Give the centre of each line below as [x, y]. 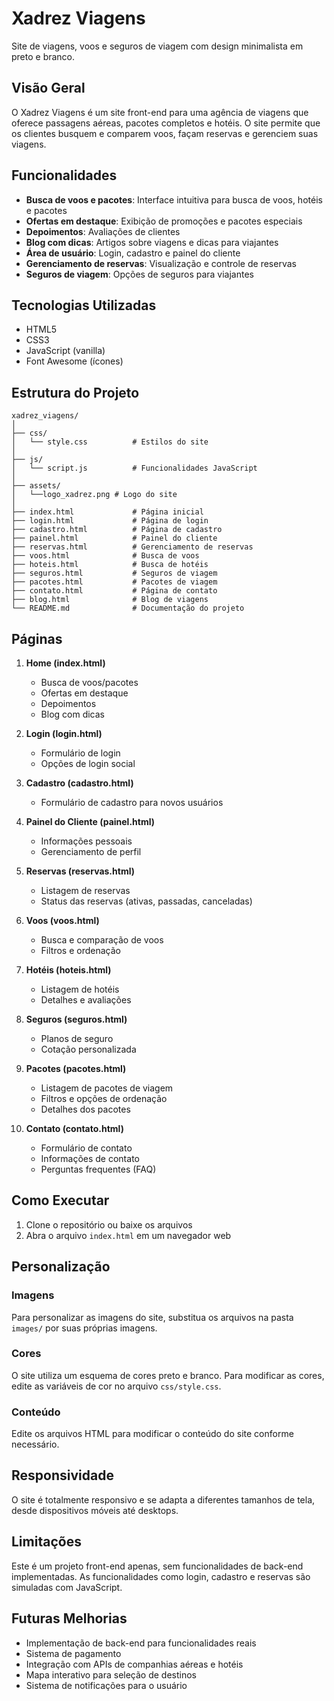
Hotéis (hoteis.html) [68, 970]
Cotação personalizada [88, 1049]
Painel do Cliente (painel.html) [90, 821]
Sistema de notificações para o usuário [106, 1685]
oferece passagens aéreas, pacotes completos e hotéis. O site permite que [166, 123]
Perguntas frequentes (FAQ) [98, 1169]
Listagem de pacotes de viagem [107, 1088]
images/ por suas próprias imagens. [84, 1328]
